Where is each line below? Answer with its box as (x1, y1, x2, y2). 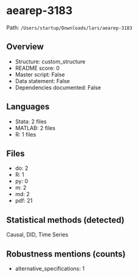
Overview (6, 42, 44, 52)
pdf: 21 (15, 197, 33, 205)
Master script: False (15, 71, 65, 78)
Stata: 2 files (15, 117, 47, 125)
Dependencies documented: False (15, 84, 102, 91)
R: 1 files (15, 131, 36, 138)
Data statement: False (15, 77, 70, 84)
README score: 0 (15, 64, 60, 71)
